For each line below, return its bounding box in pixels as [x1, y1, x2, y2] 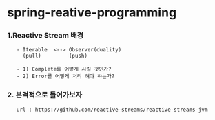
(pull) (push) [22, 53, 88, 60]
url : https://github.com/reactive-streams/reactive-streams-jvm [16, 106, 208, 113]
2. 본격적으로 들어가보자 [7, 91, 83, 100]
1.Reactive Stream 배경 [7, 31, 84, 40]
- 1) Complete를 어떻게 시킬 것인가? [16, 66, 112, 73]
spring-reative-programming [7, 5, 177, 21]
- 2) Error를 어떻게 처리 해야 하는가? [16, 73, 115, 80]
